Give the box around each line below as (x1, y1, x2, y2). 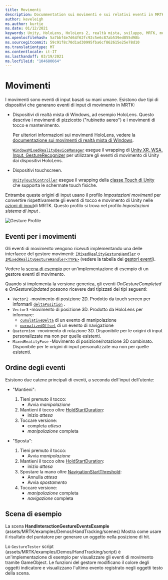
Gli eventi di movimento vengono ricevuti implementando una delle (5, 246, 142, 251)
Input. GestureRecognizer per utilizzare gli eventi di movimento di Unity (12, 152, 159, 158)
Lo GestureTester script (5, 543, 54, 549)
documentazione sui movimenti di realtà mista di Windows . (12, 137, 134, 143)
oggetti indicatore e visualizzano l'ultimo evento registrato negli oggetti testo (5, 564, 163, 570)
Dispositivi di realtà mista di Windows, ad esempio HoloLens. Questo (12, 112, 154, 118)
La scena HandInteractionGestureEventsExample (5, 523, 109, 529)
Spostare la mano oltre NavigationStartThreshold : (19, 468, 122, 474)
